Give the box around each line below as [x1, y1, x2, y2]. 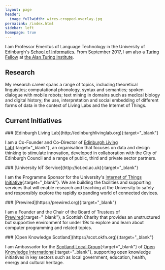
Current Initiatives [5, 117, 62, 125]
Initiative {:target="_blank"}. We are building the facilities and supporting [5, 179, 151, 185]
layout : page [5, 7, 32, 12]
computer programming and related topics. [5, 225, 93, 231]
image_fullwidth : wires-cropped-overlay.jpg [9, 16, 102, 21]
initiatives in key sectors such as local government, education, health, [5, 254, 146, 260]
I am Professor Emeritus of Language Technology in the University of [5, 44, 145, 49]
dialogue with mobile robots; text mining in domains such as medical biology [5, 92, 160, 98]
